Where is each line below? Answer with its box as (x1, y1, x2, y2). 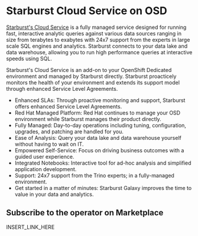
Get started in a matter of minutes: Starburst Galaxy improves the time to (14, 184, 192, 191)
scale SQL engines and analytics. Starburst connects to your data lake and (6, 42, 188, 50)
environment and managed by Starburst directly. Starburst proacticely (6, 73, 177, 80)
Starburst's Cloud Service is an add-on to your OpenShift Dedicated (6, 66, 172, 73)
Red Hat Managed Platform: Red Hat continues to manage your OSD (14, 109, 181, 116)
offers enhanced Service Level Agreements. (14, 103, 122, 110)
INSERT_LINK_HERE (6, 223, 55, 231)
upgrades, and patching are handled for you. (14, 128, 124, 135)
